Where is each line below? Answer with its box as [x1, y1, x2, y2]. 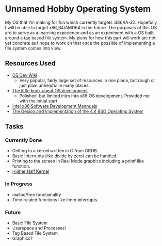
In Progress [5, 180, 33, 187]
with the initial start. [19, 98, 59, 104]
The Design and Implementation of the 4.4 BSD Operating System [12, 108, 144, 114]
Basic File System [12, 220, 48, 226]
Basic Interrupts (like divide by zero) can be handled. [12, 153, 118, 159]
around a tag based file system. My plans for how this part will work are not [5, 35, 156, 41]
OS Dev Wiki [12, 72, 37, 78]
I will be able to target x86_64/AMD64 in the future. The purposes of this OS [5, 24, 157, 30]
